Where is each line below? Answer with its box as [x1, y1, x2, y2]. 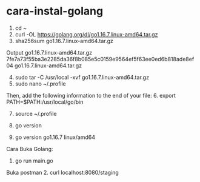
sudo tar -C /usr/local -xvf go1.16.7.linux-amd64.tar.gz [15, 73, 150, 81]
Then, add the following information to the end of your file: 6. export [6, 92, 176, 99]
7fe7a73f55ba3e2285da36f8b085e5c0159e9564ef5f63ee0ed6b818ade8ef [6, 55, 195, 62]
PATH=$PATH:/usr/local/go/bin [6, 98, 84, 106]
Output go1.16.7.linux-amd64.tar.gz [6, 49, 93, 56]
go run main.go [15, 157, 53, 164]
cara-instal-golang [6, 4, 104, 18]
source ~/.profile [15, 110, 57, 117]
